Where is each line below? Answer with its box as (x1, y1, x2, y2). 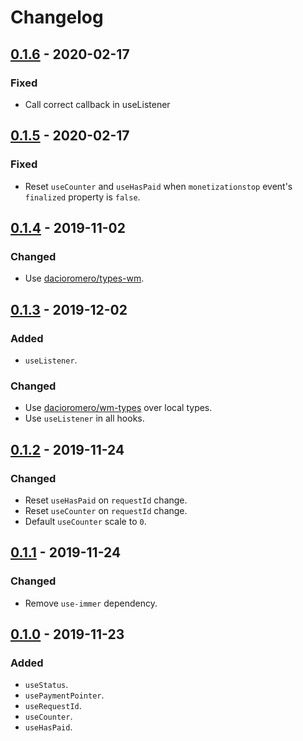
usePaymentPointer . (24, 689, 105, 701)
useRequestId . (24, 700, 82, 712)
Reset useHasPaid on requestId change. (24, 494, 188, 506)
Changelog (10, 6, 104, 29)
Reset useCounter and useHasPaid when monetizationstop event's (24, 180, 293, 192)
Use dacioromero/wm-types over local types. (24, 402, 213, 414)
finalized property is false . (24, 191, 141, 203)
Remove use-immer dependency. (24, 597, 158, 609)
